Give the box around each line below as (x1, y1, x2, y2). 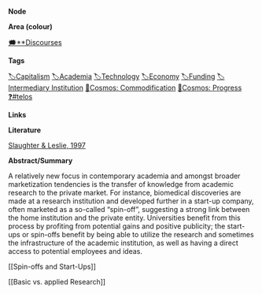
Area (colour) (8, 22, 53, 31)
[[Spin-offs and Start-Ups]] (8, 262, 97, 271)
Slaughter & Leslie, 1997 (8, 141, 87, 150)
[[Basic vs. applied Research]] (8, 277, 106, 286)
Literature (8, 125, 42, 135)
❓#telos (8, 92, 33, 101)
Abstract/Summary (8, 156, 73, 165)
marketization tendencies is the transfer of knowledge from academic (8, 180, 234, 188)
